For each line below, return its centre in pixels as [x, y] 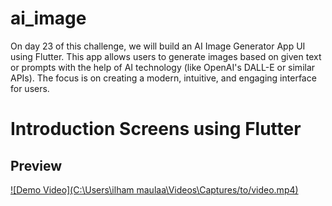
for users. [30, 88]
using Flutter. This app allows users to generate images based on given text [166, 56]
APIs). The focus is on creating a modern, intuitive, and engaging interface [163, 78]
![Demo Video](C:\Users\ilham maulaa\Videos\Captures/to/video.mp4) [154, 189]
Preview [36, 165]
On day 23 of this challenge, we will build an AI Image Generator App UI [158, 46]
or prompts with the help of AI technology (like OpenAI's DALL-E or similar [163, 67]
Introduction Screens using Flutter [156, 129]
